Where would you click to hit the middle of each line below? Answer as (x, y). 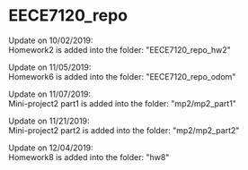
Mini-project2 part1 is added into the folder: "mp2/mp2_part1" (123, 103)
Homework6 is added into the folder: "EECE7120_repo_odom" (122, 76)
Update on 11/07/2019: (50, 94)
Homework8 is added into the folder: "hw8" (89, 157)
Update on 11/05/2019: (50, 67)
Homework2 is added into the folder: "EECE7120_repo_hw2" (120, 49)
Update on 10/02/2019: (51, 40)
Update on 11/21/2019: (49, 121)
